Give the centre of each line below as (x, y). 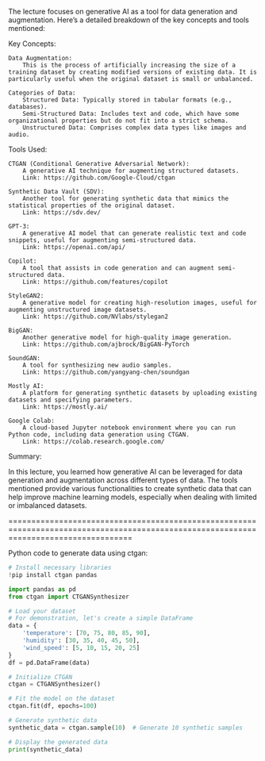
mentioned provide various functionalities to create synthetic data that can (130, 488)
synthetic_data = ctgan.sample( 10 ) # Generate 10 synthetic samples (126, 728)
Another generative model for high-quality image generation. (127, 337)
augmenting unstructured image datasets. (78, 309)
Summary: (25, 456)
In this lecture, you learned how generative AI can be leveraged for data (126, 472)
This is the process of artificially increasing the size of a (129, 65)
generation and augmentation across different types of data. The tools (123, 480)
